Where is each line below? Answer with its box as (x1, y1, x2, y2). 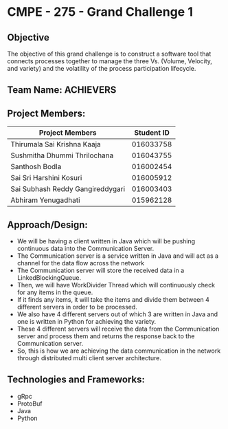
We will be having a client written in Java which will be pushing (16, 237, 196, 245)
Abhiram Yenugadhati (10, 195, 80, 205)
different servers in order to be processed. (16, 303, 137, 311)
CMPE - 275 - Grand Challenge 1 (7, 4, 194, 20)
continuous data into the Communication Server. (16, 245, 155, 253)
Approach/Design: (7, 219, 88, 230)
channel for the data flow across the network (16, 259, 145, 267)
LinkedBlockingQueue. (16, 274, 81, 282)
